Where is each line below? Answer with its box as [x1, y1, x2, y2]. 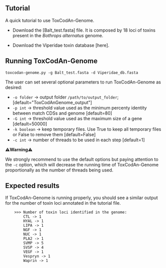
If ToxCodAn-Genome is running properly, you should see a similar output [5, 195, 158, 201]
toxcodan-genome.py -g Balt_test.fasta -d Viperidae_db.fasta [5, 70, 138, 75]
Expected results [5, 182, 59, 190]
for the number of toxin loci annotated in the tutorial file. [5, 200, 121, 206]
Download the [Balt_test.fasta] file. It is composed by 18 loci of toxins [12, 27, 156, 33]
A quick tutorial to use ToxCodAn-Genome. [5, 17, 95, 23]
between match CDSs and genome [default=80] [12, 110, 112, 116]
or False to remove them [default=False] [12, 131, 96, 137]
